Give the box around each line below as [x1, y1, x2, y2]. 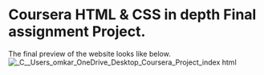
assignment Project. [8, 22, 146, 41]
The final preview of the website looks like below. [8, 49, 171, 58]
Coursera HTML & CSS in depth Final [8, 6, 257, 24]
